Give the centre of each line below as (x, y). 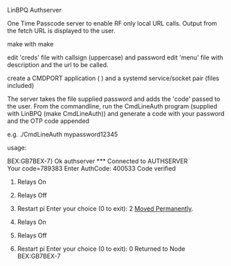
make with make (30, 44)
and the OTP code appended (48, 121)
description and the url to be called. (58, 65)
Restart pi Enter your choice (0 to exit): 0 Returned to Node (101, 249)
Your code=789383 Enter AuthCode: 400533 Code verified (92, 168)
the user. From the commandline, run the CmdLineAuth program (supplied (112, 106)
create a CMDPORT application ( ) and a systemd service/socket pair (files (113, 78)
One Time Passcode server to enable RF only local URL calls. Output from (112, 23)
